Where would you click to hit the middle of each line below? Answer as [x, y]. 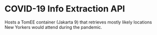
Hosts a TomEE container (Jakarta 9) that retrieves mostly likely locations [78, 22]
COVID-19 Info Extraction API [65, 9]
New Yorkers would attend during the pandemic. [53, 27]
